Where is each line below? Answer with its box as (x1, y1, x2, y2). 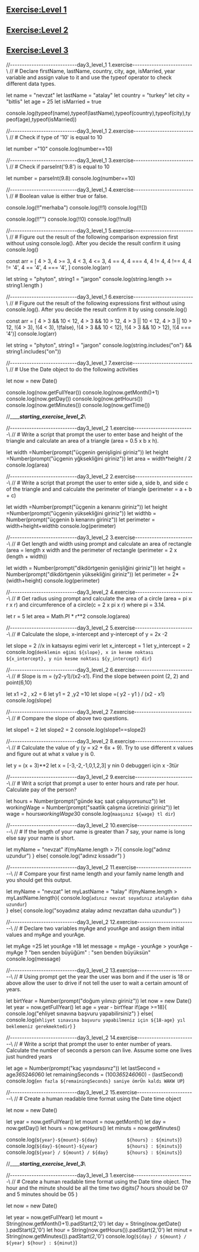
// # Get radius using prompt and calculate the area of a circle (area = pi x (11, 594, 192, 602)
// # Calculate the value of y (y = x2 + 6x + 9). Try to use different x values (11, 744, 194, 751)
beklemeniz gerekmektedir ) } (6, 1022, 76, 1029)
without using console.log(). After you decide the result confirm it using (6, 239, 181, 246)
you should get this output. (6, 876, 72, 883)
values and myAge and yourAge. (6, 931, 86, 938)
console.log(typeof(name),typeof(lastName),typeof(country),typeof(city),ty (6, 109, 191, 117)
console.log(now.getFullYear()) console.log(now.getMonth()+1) (6, 389, 159, 396)
